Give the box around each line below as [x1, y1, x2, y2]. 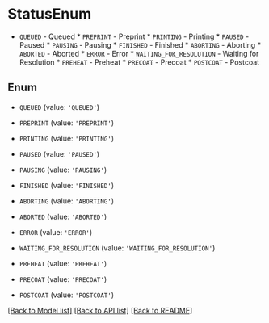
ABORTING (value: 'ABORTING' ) [19, 195, 115, 206]
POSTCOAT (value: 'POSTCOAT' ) [19, 290, 115, 300]
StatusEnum [7, 5, 92, 23]
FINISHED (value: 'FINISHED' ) [19, 180, 115, 190]
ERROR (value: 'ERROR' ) [19, 227, 93, 237]
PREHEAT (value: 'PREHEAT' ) [19, 258, 107, 268]
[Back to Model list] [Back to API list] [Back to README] [7, 305, 193, 315]
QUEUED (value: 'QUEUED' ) [19, 102, 100, 111]
